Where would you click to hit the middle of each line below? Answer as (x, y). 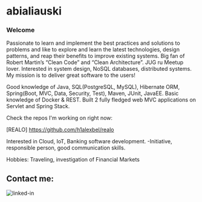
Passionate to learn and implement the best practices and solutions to (93, 43)
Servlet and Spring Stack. (38, 106)
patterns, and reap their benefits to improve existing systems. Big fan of (96, 56)
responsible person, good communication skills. (66, 148)
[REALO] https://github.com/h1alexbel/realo (60, 130)
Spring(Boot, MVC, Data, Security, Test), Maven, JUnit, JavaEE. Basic (93, 93)
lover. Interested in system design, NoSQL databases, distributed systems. (99, 69)
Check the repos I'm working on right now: (60, 118)
